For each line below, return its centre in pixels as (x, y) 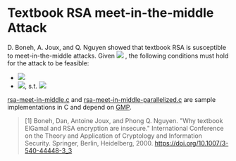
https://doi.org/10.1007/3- (192, 143)
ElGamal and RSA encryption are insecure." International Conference (124, 128)
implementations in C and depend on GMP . (69, 107)
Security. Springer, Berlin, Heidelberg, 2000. (89, 143)
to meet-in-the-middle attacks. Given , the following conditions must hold (118, 56)
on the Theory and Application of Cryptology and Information (113, 136)
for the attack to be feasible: (48, 63)
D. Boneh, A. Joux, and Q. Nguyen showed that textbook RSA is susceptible (117, 47)
